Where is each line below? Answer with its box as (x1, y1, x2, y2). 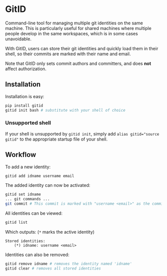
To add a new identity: (5, 163, 51, 170)
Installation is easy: (5, 93, 45, 99)
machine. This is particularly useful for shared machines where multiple (5, 25, 152, 31)
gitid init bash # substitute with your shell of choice (5, 108, 126, 113)
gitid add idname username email (5, 173, 75, 178)
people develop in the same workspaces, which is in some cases (5, 30, 138, 36)
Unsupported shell (5, 120, 51, 127)
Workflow (5, 150, 36, 159)
